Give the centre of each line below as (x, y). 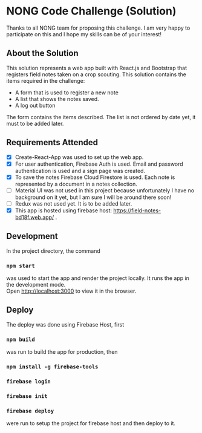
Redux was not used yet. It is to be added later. (73, 203)
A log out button (35, 105)
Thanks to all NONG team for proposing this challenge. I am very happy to (98, 28)
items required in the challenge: (46, 80)
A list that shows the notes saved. (57, 99)
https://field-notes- (137, 210)
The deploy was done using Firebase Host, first (65, 324)
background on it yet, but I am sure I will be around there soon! (93, 197)
